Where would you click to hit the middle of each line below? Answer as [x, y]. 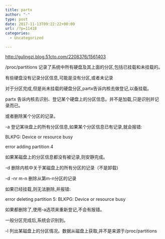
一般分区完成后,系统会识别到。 [37, 220]
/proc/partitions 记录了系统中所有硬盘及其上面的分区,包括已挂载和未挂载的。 [84, 67]
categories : [18, 33]
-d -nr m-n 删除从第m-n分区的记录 [41, 178]
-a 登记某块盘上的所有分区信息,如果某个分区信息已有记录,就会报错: [74, 127]
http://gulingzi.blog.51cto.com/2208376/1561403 [56, 56]
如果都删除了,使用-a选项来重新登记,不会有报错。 [55, 209]
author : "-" [18, 15]
